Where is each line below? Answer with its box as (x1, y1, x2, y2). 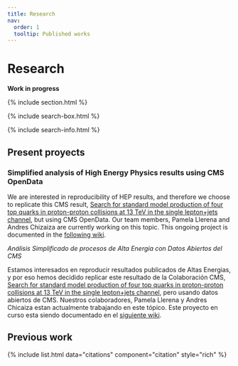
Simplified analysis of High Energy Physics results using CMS (7, 168, 225, 178)
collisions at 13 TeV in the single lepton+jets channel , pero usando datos (7, 288, 219, 296)
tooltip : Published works (13, 30, 91, 38)
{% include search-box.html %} (7, 112, 100, 121)
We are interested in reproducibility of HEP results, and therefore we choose (7, 193, 231, 201)
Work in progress (7, 85, 60, 93)
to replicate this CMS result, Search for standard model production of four (7, 200, 224, 208)
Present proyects (7, 146, 85, 158)
